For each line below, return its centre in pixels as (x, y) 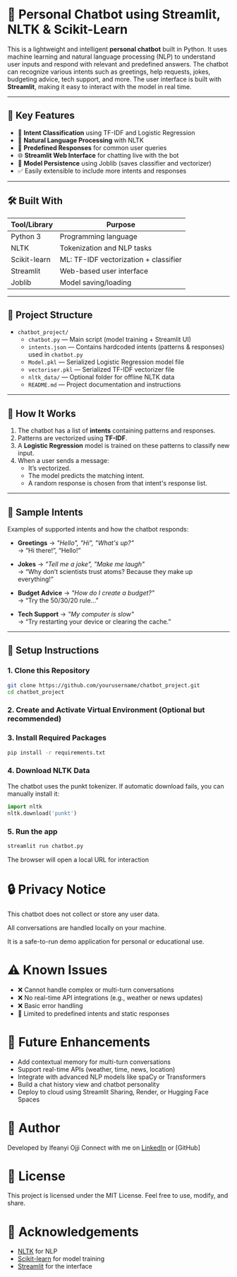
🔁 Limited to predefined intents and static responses (93, 1013)
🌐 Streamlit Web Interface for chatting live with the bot (98, 155)
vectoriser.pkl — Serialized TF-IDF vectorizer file (101, 370)
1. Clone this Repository (49, 670)
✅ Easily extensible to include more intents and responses (102, 171)
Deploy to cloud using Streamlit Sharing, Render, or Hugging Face (113, 1092)
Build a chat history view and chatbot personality (89, 1084)
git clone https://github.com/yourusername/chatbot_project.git (104, 685)
